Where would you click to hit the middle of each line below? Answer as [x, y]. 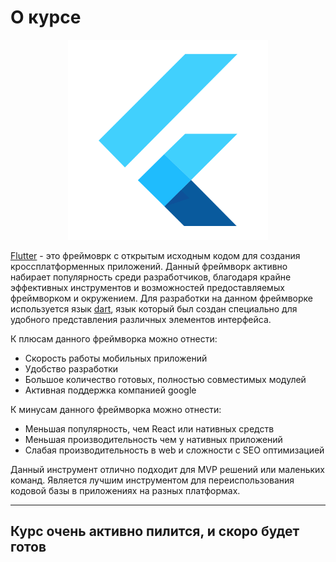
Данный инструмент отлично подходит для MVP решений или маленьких [167, 469]
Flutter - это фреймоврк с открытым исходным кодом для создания [155, 255]
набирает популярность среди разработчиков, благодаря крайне [151, 277]
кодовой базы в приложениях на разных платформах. [125, 490]
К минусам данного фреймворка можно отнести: [116, 409]
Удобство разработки [71, 368]
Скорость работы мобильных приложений [116, 358]
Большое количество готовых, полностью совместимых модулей [165, 379]
